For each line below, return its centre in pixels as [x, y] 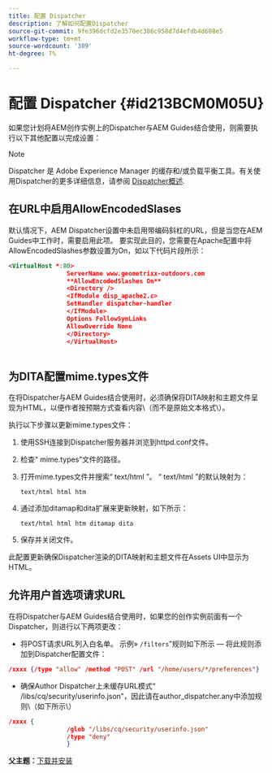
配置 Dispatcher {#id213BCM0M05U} [136, 104]
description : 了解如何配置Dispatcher [69, 24]
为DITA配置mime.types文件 [78, 376]
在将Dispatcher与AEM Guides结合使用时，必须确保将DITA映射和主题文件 [130, 397]
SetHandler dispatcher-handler [119, 304]
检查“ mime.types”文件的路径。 [73, 459]
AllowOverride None [99, 326]
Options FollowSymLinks [107, 319]
